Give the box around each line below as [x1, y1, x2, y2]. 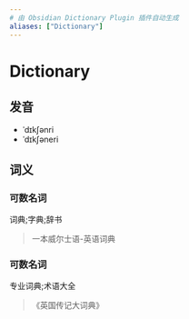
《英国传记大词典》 [31, 300, 104, 311]
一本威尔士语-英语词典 [31, 234, 116, 244]
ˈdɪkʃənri [22, 124, 55, 135]
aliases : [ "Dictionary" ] [9, 22, 104, 31]
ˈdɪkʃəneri [22, 134, 59, 145]
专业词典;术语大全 [9, 281, 76, 292]
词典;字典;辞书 [9, 214, 63, 225]
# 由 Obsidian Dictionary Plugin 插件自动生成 [9, 13, 179, 23]
